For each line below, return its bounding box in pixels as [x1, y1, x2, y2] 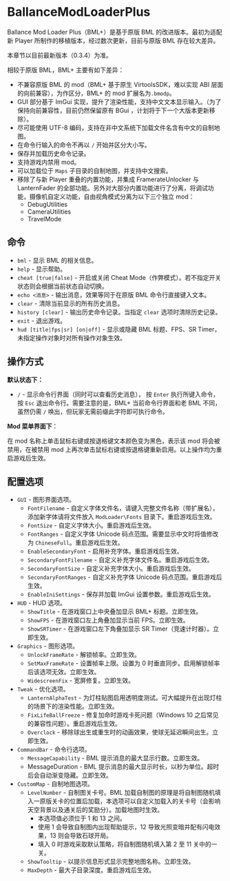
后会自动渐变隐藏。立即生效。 [27, 771, 112, 780]
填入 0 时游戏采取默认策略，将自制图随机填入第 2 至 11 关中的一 [37, 840, 218, 849]
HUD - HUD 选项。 [17, 599, 67, 607]
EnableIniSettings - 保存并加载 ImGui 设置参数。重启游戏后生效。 [27, 590, 215, 598]
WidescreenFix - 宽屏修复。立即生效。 [27, 676, 134, 685]
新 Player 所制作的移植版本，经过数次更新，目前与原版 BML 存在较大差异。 [7, 36, 220, 45]
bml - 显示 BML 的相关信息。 [17, 256, 98, 264]
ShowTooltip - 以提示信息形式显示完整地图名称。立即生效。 [27, 858, 195, 866]
